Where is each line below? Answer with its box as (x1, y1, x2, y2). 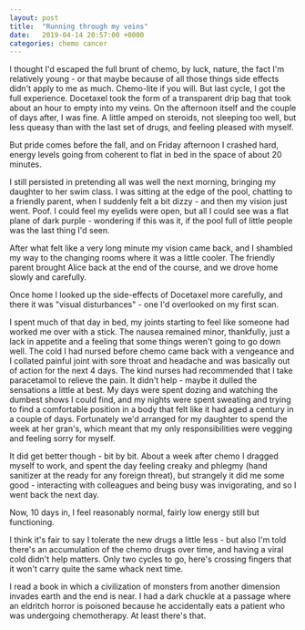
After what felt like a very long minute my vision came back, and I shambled (9, 243, 293, 253)
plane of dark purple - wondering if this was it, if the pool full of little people (9, 215, 293, 226)
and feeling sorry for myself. (9, 433, 116, 444)
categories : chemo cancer (9, 38, 107, 48)
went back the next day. (9, 490, 100, 501)
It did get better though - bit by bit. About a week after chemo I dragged (9, 450, 280, 461)
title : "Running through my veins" (9, 22, 148, 31)
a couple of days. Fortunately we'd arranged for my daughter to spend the (9, 414, 288, 425)
